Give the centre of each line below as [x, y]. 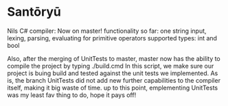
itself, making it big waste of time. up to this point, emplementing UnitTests [113, 88]
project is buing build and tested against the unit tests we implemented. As [113, 73]
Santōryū [34, 12]
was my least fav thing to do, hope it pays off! [72, 95]
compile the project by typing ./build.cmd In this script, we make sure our [111, 66]
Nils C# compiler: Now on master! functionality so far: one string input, [107, 31]
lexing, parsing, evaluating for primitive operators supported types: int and [112, 38]
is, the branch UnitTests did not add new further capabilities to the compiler [114, 80]
